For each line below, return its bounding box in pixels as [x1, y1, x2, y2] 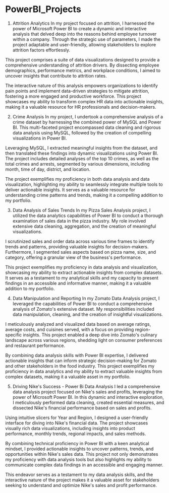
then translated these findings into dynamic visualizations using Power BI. [5, 150, 158, 156]
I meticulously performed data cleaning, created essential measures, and [12, 399, 164, 405]
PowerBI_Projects [5, 4, 82, 15]
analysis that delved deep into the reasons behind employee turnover [12, 31, 157, 37]
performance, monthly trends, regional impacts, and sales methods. [5, 431, 146, 437]
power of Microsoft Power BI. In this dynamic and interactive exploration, [12, 394, 164, 400]
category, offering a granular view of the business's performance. [5, 254, 142, 260]
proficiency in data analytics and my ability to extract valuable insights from [5, 368, 162, 374]
